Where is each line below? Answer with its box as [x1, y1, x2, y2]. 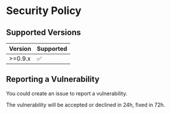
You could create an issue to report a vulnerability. [6, 89, 128, 97]
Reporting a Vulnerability [6, 74, 100, 84]
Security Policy [6, 4, 82, 18]
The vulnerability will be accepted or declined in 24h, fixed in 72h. [6, 101, 166, 108]
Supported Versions [6, 27, 81, 37]
